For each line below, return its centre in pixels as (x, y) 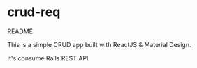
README (20, 31)
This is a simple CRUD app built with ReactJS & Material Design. (99, 44)
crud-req (34, 12)
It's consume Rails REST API (48, 58)
